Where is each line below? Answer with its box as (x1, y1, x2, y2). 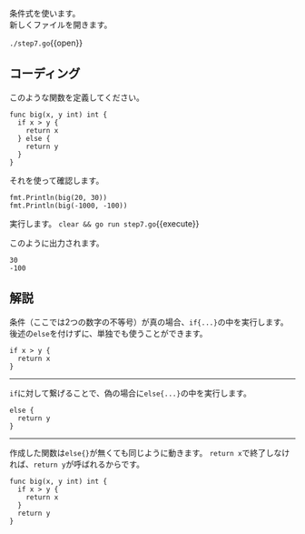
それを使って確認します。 (9, 175, 104, 186)
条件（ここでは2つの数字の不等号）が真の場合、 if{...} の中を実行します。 (9, 317, 289, 327)
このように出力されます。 (9, 237, 104, 248)
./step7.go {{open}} (9, 37, 84, 48)
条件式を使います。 (9, 8, 81, 18)
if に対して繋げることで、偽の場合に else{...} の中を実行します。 (9, 388, 251, 398)
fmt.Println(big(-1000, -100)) (9, 201, 128, 210)
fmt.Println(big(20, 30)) (9, 193, 107, 202)
